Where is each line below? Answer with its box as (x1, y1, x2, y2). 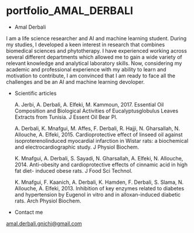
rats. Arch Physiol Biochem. (14, 197, 81, 204)
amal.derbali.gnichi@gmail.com (6, 220, 82, 227)
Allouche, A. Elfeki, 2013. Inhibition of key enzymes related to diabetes (14, 184, 185, 191)
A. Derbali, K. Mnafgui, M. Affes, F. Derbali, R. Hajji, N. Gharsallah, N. (14, 125, 181, 132)
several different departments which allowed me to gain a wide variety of (6, 53, 183, 60)
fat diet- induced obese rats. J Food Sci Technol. (14, 167, 133, 174)
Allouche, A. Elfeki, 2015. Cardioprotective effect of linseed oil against (14, 131, 183, 138)
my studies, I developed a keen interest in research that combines (6, 41, 165, 48)
